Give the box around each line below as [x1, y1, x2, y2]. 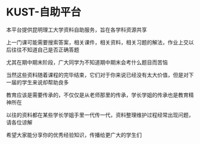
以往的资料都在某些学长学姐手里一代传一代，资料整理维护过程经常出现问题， [6, 111, 194, 119]
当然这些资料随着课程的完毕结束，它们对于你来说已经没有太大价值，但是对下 [6, 71, 194, 78]
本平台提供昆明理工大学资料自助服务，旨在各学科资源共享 [6, 26, 147, 33]
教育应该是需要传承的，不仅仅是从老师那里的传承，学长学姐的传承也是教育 [6, 91, 189, 98]
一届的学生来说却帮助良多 [6, 78, 69, 86]
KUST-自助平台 [6, 5, 82, 19]
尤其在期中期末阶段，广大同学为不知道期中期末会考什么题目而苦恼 [6, 59, 168, 66]
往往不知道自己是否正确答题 [11, 46, 79, 53]
